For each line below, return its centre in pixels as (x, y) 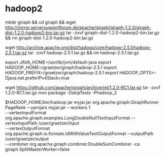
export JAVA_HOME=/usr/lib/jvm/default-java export (58, 62)
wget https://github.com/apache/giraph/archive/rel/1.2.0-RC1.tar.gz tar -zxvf (83, 87)
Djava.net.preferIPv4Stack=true (37, 78)
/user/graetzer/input (59, 123)
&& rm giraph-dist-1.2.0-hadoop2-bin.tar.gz (49, 38)
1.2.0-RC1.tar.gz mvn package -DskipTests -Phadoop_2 (61, 93)
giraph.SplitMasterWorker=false (37, 149)
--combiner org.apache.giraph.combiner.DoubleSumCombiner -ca (72, 144)
